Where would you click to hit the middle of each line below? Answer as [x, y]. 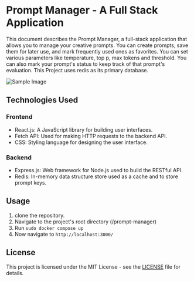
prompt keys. [30, 182]
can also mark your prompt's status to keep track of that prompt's [86, 64]
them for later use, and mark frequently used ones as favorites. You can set [97, 51]
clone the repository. [40, 215]
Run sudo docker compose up [49, 228]
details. [15, 273]
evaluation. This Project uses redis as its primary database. [77, 70]
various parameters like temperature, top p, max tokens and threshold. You [96, 58]
